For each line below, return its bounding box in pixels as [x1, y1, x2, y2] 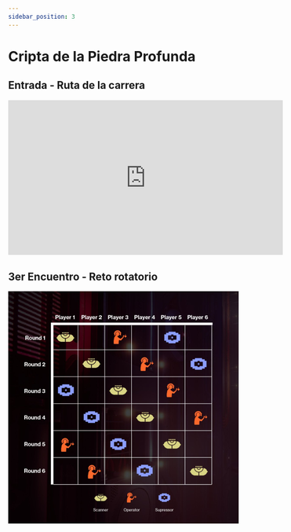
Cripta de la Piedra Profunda [8, 47, 196, 65]
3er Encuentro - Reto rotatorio [8, 270, 158, 284]
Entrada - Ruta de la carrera [8, 79, 146, 92]
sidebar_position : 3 [8, 13, 76, 20]
